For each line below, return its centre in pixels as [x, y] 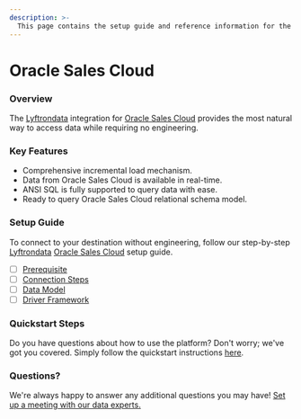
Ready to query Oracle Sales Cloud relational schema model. [135, 200]
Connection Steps [56, 279]
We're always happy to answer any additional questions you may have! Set [147, 396]
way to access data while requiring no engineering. [104, 128]
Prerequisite [44, 269]
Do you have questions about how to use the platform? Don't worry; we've [147, 343]
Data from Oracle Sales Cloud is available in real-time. [122, 180]
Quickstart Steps [47, 323]
